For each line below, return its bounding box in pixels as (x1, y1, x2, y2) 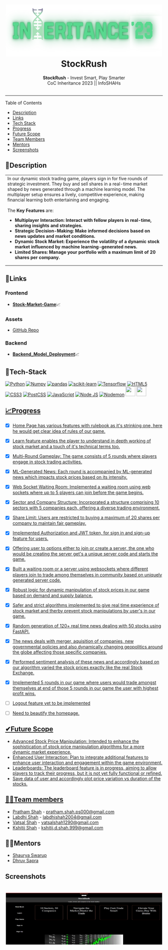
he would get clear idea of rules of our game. (12, 428, 106, 434)
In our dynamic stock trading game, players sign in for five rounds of (7, 175, 148, 181)
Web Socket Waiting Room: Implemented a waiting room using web (12, 484, 151, 490)
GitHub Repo (12, 327, 39, 333)
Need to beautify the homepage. (12, 710, 80, 716)
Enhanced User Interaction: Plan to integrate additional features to (12, 754, 149, 760)
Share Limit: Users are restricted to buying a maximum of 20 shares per (12, 515, 160, 521)
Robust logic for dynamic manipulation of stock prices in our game (12, 586, 150, 592)
